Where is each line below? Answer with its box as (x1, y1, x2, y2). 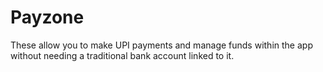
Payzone (10, 6, 85, 29)
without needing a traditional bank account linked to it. (10, 49, 235, 61)
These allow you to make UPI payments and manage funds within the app (10, 39, 313, 51)
